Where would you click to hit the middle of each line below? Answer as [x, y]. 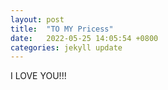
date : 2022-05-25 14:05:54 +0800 [84, 38]
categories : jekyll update [66, 47]
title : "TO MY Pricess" [62, 29]
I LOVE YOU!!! [38, 76]
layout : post [37, 19]
